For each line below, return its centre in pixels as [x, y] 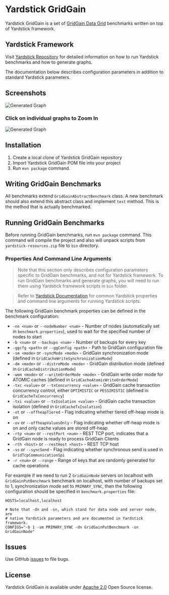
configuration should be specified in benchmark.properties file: [70, 491]
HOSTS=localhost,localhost [34, 501]
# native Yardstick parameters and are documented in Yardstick [74, 518]
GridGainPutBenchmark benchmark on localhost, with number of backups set [84, 480]
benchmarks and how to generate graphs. [49, 62]
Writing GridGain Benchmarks [53, 184]
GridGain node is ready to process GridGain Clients [66, 438]
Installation [23, 145]
